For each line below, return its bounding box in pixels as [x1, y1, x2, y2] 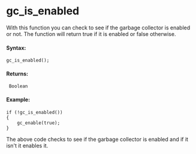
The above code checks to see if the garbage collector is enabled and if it [6, 135, 189, 143]
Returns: [6, 70, 29, 77]
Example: [6, 96, 31, 103]
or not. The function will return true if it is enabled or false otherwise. [6, 30, 176, 37]
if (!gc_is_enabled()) [6, 109, 63, 115]
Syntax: [6, 44, 26, 52]
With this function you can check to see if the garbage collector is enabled [6, 24, 191, 31]
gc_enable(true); [17, 120, 61, 126]
